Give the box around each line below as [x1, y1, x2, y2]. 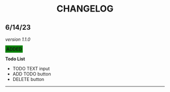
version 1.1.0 [5, 36, 31, 42]
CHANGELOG [56, 3, 114, 15]
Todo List [5, 56, 25, 62]
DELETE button [12, 76, 45, 82]
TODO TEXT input [12, 66, 50, 71]
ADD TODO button [12, 71, 52, 77]
